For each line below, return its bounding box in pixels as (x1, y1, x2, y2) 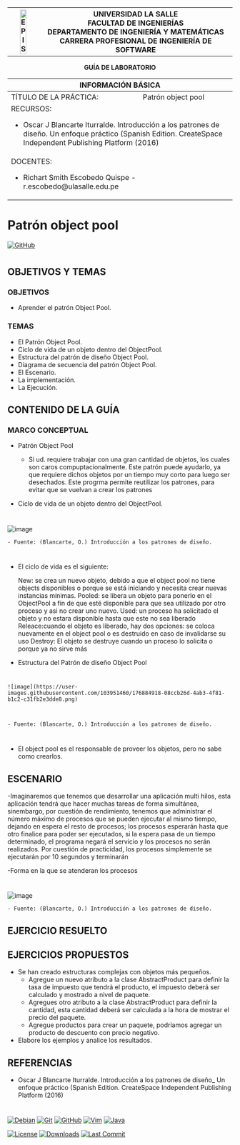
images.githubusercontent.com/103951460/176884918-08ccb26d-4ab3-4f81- (7, 689, 225, 696)
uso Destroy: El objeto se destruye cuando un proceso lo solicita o (17, 636, 213, 645)
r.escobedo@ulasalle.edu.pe (23, 181, 119, 191)
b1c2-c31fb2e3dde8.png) (7, 696, 79, 703)
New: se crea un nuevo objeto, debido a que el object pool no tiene (17, 576, 216, 584)
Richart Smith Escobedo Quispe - (23, 173, 136, 182)
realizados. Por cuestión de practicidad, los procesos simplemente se (7, 844, 212, 853)
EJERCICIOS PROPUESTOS (7, 949, 129, 961)
